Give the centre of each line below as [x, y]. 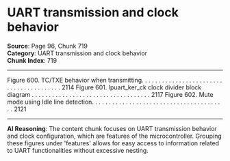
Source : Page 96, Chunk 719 [47, 46]
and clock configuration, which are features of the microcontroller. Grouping [115, 136]
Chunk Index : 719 [32, 60]
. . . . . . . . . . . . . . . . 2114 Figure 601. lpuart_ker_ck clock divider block [104, 87]
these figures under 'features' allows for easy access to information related [113, 143]
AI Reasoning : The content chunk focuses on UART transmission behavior [112, 128]
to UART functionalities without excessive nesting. [78, 150]
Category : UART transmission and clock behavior [77, 53]
